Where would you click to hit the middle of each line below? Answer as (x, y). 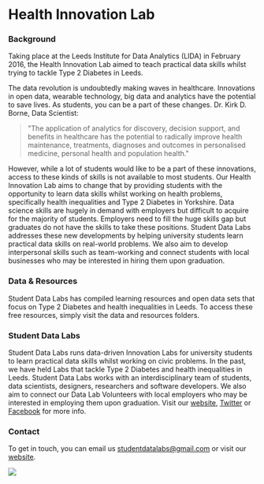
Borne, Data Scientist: (43, 113)
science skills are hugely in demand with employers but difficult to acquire (129, 211)
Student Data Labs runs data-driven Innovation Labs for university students (130, 353)
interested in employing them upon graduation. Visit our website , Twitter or (130, 403)
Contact (24, 432)
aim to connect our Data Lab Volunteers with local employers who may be (128, 394)
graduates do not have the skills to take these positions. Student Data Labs (130, 227)
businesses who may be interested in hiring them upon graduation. (117, 260)
